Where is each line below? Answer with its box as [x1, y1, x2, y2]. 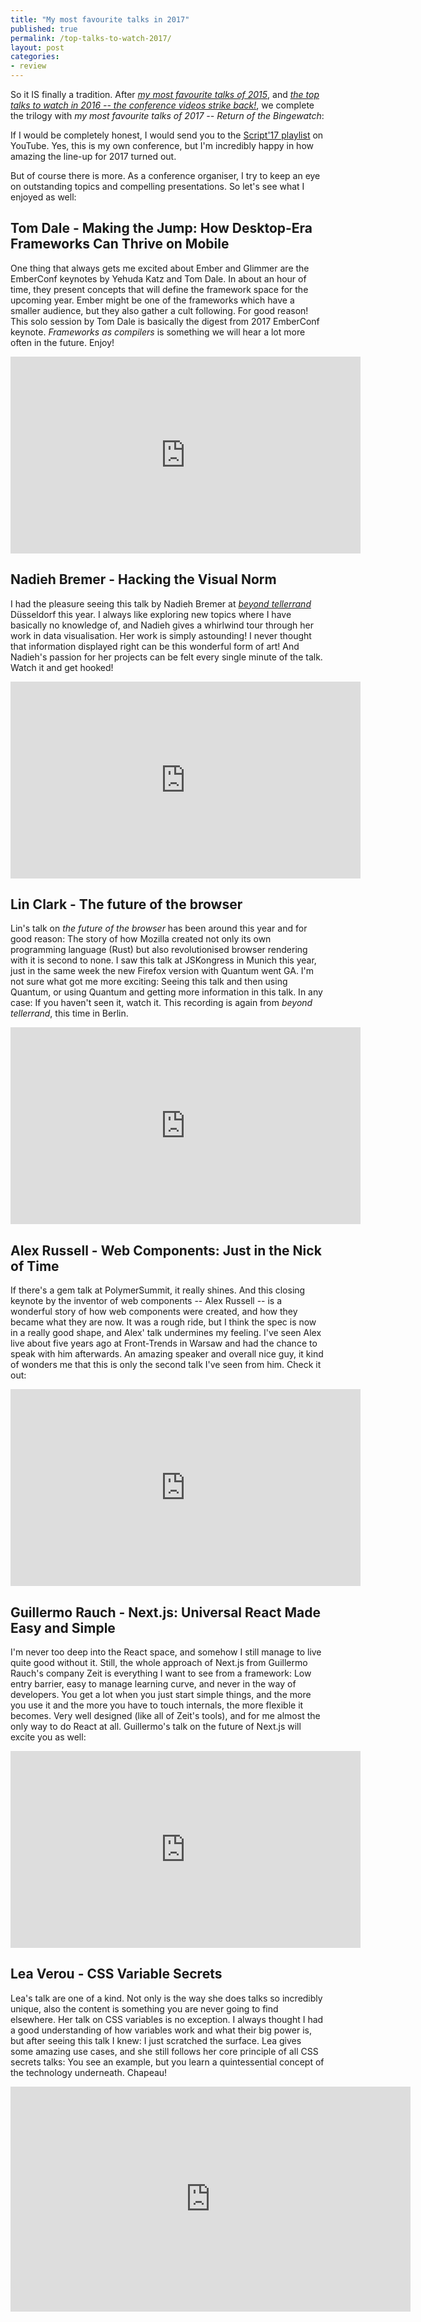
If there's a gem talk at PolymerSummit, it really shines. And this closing [10, 1284, 306, 1296]
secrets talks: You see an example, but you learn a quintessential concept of [10, 2056, 325, 2068]
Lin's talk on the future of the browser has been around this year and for [10, 922, 308, 935]
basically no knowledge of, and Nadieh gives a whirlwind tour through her [10, 619, 315, 631]
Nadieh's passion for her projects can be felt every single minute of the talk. [10, 651, 323, 663]
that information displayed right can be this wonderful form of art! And [10, 640, 300, 652]
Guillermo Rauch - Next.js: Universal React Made [10, 1604, 322, 1621]
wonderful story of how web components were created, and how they [10, 1306, 298, 1318]
